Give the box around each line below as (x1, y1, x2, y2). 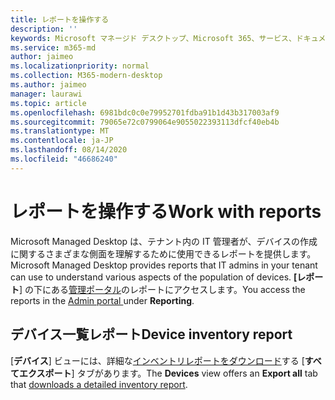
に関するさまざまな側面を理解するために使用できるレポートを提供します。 (10, 247, 317, 260)
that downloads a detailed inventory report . (10, 378, 188, 390)
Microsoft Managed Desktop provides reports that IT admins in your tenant (10, 259, 318, 271)
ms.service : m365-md (10, 42, 97, 53)
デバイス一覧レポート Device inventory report (10, 326, 293, 343)
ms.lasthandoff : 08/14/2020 (10, 145, 128, 155)
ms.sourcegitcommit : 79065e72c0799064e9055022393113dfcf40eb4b (10, 117, 280, 127)
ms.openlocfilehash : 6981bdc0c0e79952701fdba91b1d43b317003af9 (10, 107, 280, 118)
